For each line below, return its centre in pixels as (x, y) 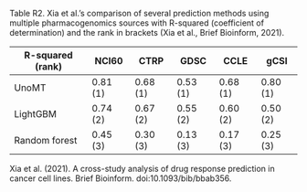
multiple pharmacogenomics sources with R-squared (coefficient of (137, 23)
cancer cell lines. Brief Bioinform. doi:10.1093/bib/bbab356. (121, 178)
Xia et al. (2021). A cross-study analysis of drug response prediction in (143, 169)
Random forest (46, 140)
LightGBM (36, 114)
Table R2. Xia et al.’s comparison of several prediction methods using (139, 13)
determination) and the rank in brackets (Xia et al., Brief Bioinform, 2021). (147, 32)
